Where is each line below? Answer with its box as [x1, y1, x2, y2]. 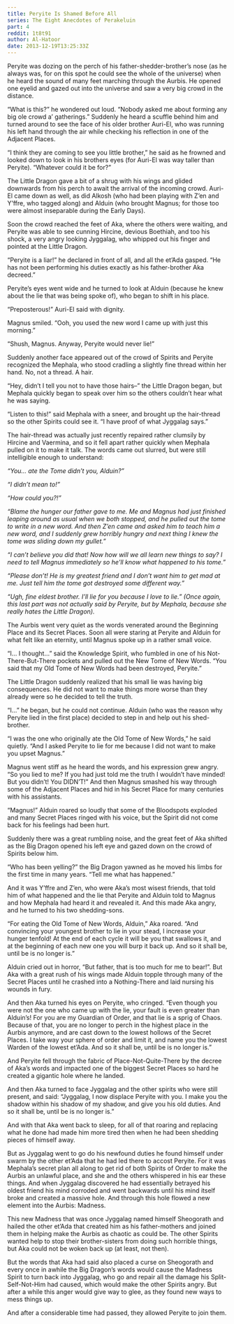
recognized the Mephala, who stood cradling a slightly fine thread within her [7, 361, 227, 369]
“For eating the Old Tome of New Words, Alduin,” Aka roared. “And [7, 919, 199, 928]
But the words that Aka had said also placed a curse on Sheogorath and [7, 1258, 214, 1266]
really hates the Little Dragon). [7, 607, 95, 616]
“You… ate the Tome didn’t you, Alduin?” [7, 467, 124, 475]
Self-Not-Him [7, 1280, 46, 1288]
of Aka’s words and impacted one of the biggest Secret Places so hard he [7, 1064, 219, 1072]
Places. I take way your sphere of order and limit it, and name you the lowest [7, 1035, 227, 1044]
